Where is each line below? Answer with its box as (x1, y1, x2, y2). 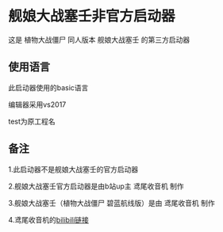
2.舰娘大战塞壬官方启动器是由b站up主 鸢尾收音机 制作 (8, 181, 184, 191)
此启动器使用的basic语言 (8, 82, 89, 92)
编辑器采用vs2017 (8, 100, 67, 109)
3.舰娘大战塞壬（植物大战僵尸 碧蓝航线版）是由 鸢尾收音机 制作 (8, 198, 216, 207)
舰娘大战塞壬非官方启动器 (8, 7, 176, 25)
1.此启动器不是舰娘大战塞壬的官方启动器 (8, 164, 139, 174)
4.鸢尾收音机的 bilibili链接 (8, 215, 90, 224)
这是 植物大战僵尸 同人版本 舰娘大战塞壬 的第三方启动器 (8, 35, 190, 44)
